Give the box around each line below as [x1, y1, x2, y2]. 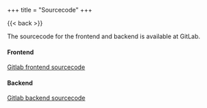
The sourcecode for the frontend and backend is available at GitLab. [7, 32, 201, 40]
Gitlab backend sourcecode [7, 94, 86, 102]
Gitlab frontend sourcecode [7, 63, 85, 71]
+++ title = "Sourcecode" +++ [7, 6, 93, 14]
